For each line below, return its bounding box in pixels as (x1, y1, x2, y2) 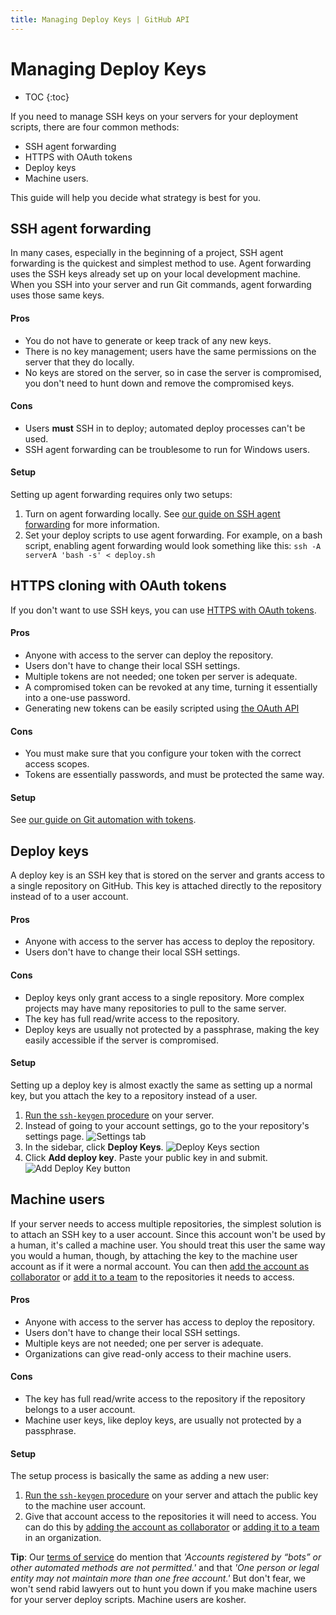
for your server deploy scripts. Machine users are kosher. (10, 1594, 247, 1606)
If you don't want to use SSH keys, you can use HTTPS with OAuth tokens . (10, 604, 317, 616)
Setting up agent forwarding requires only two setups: (10, 488, 233, 500)
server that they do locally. (24, 356, 135, 368)
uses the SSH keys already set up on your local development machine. (10, 268, 301, 280)
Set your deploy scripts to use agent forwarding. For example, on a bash (24, 529, 323, 541)
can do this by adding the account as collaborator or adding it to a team (24, 1521, 320, 1533)
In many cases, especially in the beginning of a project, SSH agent (10, 247, 284, 259)
